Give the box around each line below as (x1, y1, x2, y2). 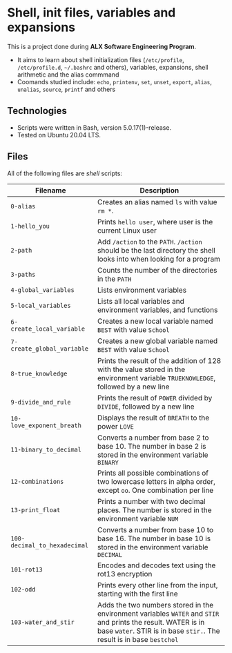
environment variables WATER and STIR (97, 609, 220, 618)
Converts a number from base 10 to (97, 525, 214, 534)
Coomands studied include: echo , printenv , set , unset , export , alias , (17, 77, 212, 86)
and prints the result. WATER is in (97, 617, 205, 627)
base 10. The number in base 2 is (97, 441, 206, 451)
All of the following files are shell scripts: (7, 169, 123, 177)
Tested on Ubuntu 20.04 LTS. (17, 130, 101, 139)
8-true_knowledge (10, 369, 68, 378)
